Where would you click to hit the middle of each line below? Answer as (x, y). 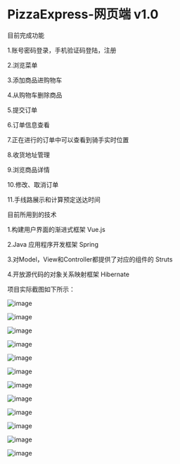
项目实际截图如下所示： (41, 289)
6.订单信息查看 (29, 124)
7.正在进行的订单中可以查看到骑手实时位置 (68, 140)
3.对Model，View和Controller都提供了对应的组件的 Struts (90, 259)
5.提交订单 (22, 110)
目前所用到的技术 (32, 214)
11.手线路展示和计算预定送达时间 (54, 199)
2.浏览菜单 (22, 65)
